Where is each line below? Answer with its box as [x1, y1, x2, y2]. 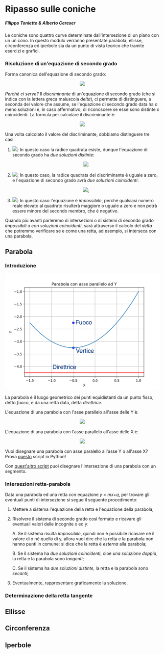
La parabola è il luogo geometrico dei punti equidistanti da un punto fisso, [5, 394, 154, 400]
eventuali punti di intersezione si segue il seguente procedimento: [5, 497, 138, 503]
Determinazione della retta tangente [5, 592, 93, 599]
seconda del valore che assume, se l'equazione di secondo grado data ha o [5, 102, 158, 107]
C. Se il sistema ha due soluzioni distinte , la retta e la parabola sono [12, 565, 148, 571]
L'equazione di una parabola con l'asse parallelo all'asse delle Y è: [5, 409, 139, 415]
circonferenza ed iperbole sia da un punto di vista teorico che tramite [5, 43, 144, 49]
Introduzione [5, 262, 37, 269]
